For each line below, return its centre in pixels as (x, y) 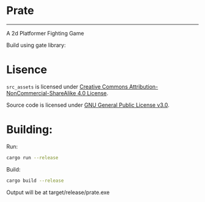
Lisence (27, 70)
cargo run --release (33, 157)
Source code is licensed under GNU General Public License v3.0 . (88, 105)
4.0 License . (93, 93)
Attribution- (144, 87)
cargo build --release (35, 181)
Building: (30, 130)
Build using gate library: (36, 45)
